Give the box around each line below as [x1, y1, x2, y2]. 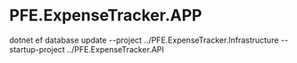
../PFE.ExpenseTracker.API [66, 43, 165, 54]
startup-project [9, 43, 65, 54]
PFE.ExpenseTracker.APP [9, 5, 202, 26]
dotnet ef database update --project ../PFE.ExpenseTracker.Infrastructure [9, 35, 279, 45]
